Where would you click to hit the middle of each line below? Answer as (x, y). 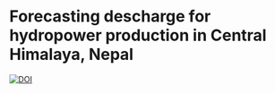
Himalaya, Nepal (72, 55)
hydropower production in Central (138, 35)
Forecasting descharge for (110, 17)
